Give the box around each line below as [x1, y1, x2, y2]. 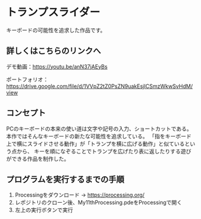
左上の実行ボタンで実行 [14, 206, 73, 214]
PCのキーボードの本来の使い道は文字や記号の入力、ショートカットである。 [6, 125, 193, 132]
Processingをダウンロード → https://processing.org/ [14, 191, 145, 199]
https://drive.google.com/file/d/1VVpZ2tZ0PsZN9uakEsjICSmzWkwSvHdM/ [6, 82, 193, 90]
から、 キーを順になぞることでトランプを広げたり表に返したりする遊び [16, 147, 192, 155]
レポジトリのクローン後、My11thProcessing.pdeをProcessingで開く [14, 199, 182, 206]
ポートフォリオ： [6, 76, 49, 83]
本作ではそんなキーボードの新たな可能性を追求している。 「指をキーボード [6, 132, 192, 140]
